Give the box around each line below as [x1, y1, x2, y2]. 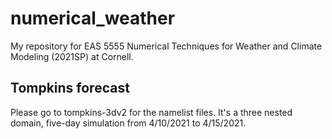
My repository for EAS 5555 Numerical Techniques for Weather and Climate [10, 40, 323, 52]
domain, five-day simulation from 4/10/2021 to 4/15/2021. [10, 117, 247, 129]
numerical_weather [10, 7, 176, 30]
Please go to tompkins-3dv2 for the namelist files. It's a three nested [10, 106, 293, 118]
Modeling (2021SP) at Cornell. [10, 50, 134, 62]
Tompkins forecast [10, 80, 130, 97]
